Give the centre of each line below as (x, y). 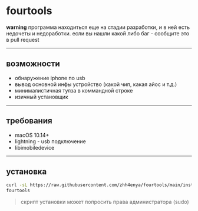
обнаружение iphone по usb (50, 78)
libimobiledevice (34, 147)
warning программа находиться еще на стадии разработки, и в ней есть (98, 27)
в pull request (23, 39)
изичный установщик (42, 97)
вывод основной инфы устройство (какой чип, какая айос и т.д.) (96, 84)
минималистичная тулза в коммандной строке (74, 90)
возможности (33, 64)
